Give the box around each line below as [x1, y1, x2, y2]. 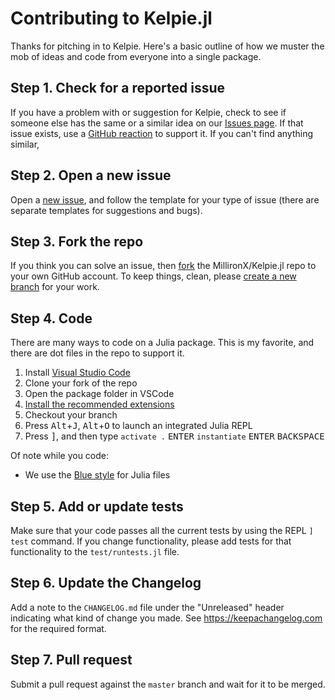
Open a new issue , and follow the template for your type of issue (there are [10, 193, 320, 206]
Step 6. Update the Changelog [10, 575, 202, 592]
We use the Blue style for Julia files [24, 469, 171, 481]
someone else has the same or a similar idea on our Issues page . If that [10, 117, 304, 129]
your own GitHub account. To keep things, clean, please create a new [10, 270, 297, 282]
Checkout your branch [24, 409, 118, 421]
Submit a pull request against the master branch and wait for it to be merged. [10, 678, 326, 690]
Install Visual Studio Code [24, 367, 131, 379]
